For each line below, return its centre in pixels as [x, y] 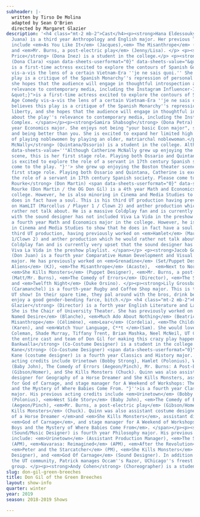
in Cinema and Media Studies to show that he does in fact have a [96, 228]
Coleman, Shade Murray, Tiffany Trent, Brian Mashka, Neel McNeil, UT [101, 333]
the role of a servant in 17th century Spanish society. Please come [99, 178]
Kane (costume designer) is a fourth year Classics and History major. [102, 355]
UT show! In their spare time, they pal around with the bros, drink [99, 295]
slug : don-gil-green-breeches [44, 472]
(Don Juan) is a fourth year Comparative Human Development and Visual [102, 256]
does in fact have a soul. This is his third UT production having [97, 200]
